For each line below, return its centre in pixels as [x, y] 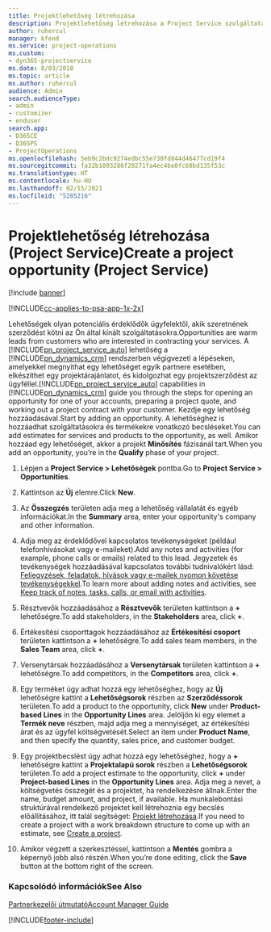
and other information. [57, 525]
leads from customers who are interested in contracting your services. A [129, 341]
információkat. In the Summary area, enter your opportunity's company [138, 516]
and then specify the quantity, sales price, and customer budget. [127, 740]
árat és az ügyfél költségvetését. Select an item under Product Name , [135, 732]
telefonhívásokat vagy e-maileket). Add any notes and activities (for [131, 549]
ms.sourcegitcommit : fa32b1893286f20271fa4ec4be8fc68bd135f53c [117, 166]
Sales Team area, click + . [62, 649]
